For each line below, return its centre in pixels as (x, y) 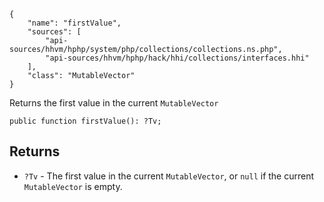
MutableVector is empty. (73, 186)
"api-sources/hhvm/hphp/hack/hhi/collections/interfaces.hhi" (177, 58)
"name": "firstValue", (74, 23)
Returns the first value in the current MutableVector (114, 103)
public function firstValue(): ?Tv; (85, 121)
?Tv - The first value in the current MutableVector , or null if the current (169, 176)
